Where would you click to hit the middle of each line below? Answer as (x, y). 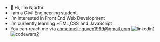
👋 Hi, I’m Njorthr (27, 8)
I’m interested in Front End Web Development (58, 18)
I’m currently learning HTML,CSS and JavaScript (61, 23)
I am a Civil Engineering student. (44, 13)
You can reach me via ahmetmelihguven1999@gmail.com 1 (82, 29)
